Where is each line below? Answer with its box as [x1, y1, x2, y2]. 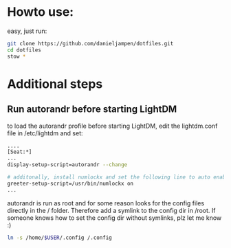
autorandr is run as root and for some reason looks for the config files [7, 199, 205, 207]
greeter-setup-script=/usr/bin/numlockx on [7, 180, 134, 187]
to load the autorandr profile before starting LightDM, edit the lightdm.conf [7, 122, 218, 130]
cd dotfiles [7, 46, 41, 54]
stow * [7, 53, 26, 60]
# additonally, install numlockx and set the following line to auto [7, 174, 211, 181]
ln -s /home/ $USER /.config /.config [7, 234, 112, 241]
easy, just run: [7, 27, 47, 35]
